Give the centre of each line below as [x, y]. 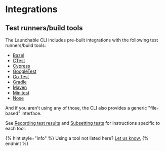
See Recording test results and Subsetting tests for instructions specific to [83, 123]
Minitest [21, 93]
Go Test [21, 77]
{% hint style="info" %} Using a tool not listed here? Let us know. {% [77, 138]
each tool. [16, 128]
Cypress [21, 66]
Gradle [19, 82]
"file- [153, 108]
